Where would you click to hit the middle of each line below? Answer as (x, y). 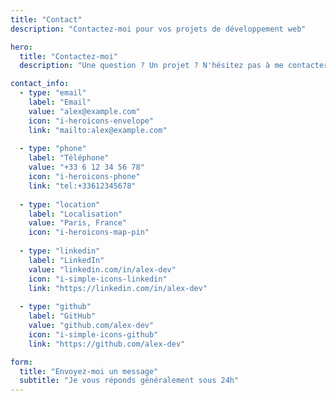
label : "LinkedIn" (66, 260)
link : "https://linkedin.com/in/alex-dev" (118, 288)
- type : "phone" (53, 149)
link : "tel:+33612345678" (82, 186)
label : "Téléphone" (69, 158)
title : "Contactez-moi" (68, 56)
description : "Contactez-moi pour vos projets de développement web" (158, 29)
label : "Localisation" (75, 214)
